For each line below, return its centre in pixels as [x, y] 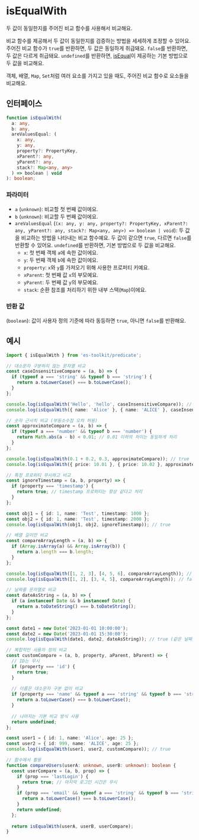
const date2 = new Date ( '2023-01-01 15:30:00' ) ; [67, 634]
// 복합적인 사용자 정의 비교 [36, 650]
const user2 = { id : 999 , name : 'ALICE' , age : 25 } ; [73, 744]
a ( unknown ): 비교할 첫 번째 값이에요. [56, 209]
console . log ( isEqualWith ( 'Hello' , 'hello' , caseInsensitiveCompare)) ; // [99, 404]
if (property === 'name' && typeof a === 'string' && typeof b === [97, 694]
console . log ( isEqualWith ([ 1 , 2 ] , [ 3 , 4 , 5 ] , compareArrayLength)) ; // [95, 579]
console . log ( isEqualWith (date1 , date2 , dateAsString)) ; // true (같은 [94, 639]
